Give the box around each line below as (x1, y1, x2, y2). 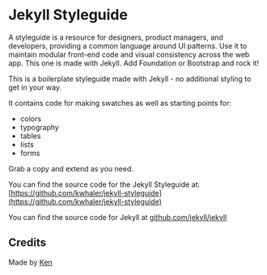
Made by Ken (8, 257, 53, 267)
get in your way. (8, 82, 62, 92)
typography (19, 122, 59, 132)
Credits (8, 236, 47, 250)
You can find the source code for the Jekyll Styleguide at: (8, 180, 201, 189)
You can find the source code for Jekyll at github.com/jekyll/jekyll (8, 212, 227, 222)
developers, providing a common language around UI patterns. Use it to (8, 40, 248, 50)
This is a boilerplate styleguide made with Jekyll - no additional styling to (8, 74, 252, 83)
